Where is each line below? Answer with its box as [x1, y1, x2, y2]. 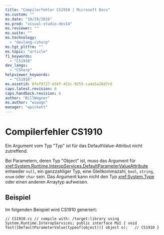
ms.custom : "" [5, 12, 35, 17]
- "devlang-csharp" [9, 40, 50, 45]
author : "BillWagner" [5, 95, 50, 100]
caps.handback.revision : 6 [5, 91, 61, 96]
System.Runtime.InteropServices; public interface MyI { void [5, 221, 137, 226]
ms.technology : [5, 35, 37, 40]
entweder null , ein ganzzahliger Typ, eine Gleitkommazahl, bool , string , [5, 168, 155, 174]
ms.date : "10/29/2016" [5, 16, 52, 21]
